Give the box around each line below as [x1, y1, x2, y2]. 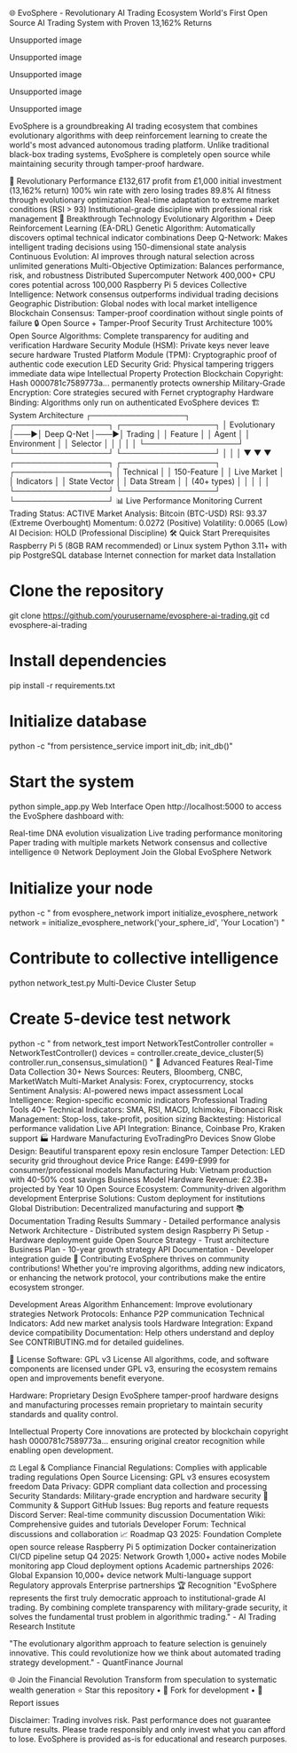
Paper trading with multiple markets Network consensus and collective [9, 837, 268, 847]
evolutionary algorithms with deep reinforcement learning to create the [9, 131, 268, 140]
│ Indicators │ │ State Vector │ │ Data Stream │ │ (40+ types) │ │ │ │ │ [9, 476, 270, 487]
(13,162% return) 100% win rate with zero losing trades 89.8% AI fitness [9, 186, 271, 195]
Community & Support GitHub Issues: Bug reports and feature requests [9, 1500, 269, 1511]
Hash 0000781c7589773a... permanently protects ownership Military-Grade [9, 377, 285, 388]
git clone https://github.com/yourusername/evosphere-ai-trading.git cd [9, 610, 270, 621]
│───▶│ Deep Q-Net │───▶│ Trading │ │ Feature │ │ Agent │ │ [9, 429, 251, 439]
